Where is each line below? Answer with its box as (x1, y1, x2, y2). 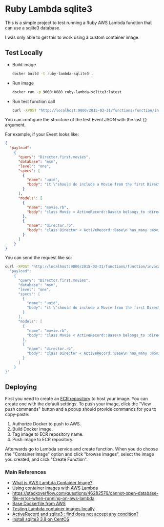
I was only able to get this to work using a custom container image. (5, 34, 140, 40)
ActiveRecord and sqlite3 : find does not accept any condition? (12, 511, 139, 517)
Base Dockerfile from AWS (12, 501, 66, 506)
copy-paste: (5, 411, 30, 418)
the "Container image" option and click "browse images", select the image (5, 451, 155, 457)
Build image (12, 61, 36, 67)
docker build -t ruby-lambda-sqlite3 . (12, 71, 94, 76)
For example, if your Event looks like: (5, 132, 79, 137)
